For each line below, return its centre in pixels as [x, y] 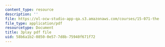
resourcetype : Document [29, 28]
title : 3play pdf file [28, 32]
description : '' [22, 14]
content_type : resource [29, 10]
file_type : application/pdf [34, 23]
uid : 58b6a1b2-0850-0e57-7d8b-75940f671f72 [50, 37]
